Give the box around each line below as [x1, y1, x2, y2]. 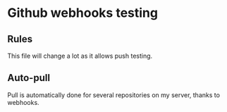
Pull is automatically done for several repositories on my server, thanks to [7, 90, 221, 99]
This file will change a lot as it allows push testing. [7, 51, 153, 60]
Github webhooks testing [7, 5, 159, 21]
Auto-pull [7, 72, 51, 84]
